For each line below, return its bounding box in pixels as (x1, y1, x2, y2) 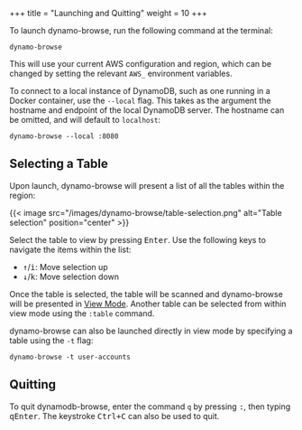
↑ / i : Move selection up (22, 261, 108, 272)
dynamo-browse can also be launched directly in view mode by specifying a (9, 325, 293, 336)
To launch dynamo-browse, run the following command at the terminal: (9, 25, 273, 35)
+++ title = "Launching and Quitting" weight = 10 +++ (9, 8, 207, 18)
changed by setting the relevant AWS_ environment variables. (9, 68, 233, 79)
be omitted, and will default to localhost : (9, 115, 160, 125)
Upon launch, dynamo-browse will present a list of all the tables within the (9, 180, 285, 191)
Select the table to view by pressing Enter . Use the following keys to (9, 234, 266, 245)
